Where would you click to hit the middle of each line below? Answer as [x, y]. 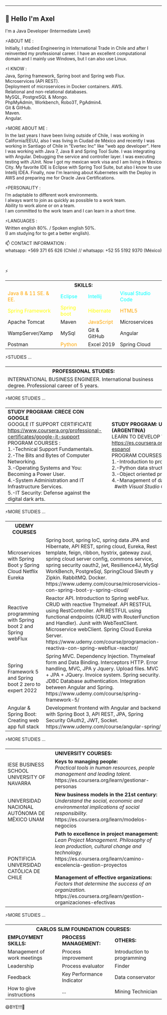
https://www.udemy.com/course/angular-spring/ [103, 726]
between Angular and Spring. [80, 687]
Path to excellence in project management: [106, 833]
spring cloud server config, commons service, [99, 559]
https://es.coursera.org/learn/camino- [99, 858]
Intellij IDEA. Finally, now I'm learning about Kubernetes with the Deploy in [81, 172]
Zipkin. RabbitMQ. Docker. [76, 578]
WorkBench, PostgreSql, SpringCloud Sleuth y [99, 571]
